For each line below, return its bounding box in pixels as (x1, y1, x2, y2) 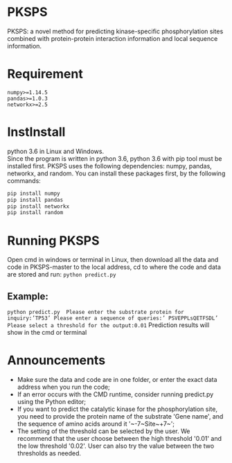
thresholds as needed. (17, 449, 82, 457)
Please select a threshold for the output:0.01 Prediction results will (7, 321, 210, 329)
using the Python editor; (17, 398, 87, 405)
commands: (7, 176, 42, 184)
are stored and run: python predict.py (7, 270, 116, 279)
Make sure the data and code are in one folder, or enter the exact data (17, 376, 217, 383)
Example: (7, 290, 48, 302)
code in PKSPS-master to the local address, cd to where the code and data (7, 263, 222, 271)
